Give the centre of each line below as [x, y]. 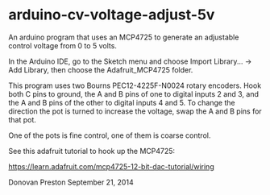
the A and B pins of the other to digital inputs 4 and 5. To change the [122, 102]
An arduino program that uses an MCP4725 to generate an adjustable [124, 37]
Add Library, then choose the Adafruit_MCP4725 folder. [101, 69]
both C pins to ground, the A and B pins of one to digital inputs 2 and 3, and [134, 93]
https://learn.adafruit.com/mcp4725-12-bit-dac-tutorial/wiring [112, 166]
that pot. [22, 119]
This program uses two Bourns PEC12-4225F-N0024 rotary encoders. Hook [135, 85]
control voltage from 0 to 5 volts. [62, 45]
